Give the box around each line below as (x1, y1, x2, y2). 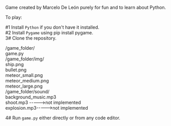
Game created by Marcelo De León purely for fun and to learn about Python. (5, 5, 166, 10)
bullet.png (5, 67, 27, 73)
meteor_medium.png (5, 78, 49, 83)
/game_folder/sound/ (5, 89, 50, 94)
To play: (5, 14, 22, 20)
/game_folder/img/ (5, 56, 45, 62)
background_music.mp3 (5, 94, 56, 100)
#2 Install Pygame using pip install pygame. (5, 30, 94, 35)
